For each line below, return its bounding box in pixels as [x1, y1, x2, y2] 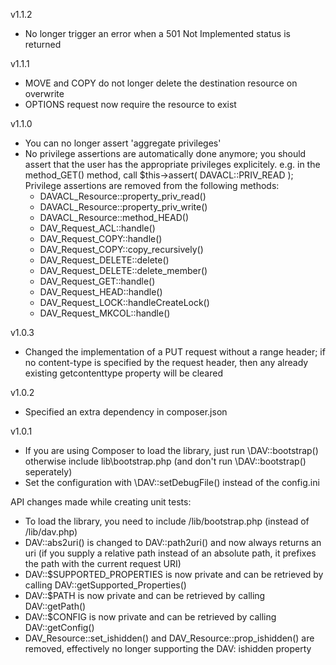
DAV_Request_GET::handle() [39, 275, 156, 287]
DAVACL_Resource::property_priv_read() [39, 190, 207, 202]
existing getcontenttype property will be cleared [24, 367, 223, 379]
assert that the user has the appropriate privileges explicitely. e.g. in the [24, 159, 321, 170]
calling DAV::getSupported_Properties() [24, 579, 187, 591]
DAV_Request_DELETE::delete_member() [39, 265, 208, 276]
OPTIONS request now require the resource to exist [24, 99, 237, 110]
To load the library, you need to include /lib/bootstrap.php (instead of [24, 515, 310, 527]
